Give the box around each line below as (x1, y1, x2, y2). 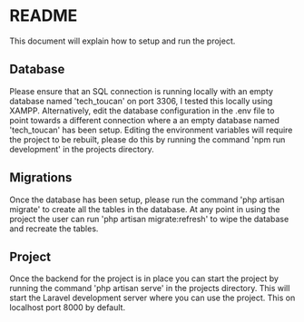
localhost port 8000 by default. (9, 302, 125, 313)
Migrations (9, 170, 73, 186)
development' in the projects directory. (9, 143, 154, 154)
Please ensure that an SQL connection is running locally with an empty (9, 85, 274, 96)
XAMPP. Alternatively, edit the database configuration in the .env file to (9, 105, 275, 116)
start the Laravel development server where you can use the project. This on (9, 292, 296, 304)
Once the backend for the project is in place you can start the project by (9, 273, 279, 284)
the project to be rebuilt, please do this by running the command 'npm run (9, 133, 286, 145)
